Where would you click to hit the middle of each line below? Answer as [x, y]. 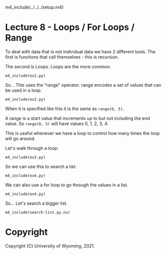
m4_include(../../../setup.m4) [34, 7]
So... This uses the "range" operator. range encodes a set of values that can [83, 85]
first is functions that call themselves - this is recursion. [62, 57]
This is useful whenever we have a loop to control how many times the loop [83, 133]
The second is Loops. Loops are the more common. [58, 66]
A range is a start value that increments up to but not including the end [78, 118]
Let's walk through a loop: [32, 148]
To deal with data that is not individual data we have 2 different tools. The [81, 51]
